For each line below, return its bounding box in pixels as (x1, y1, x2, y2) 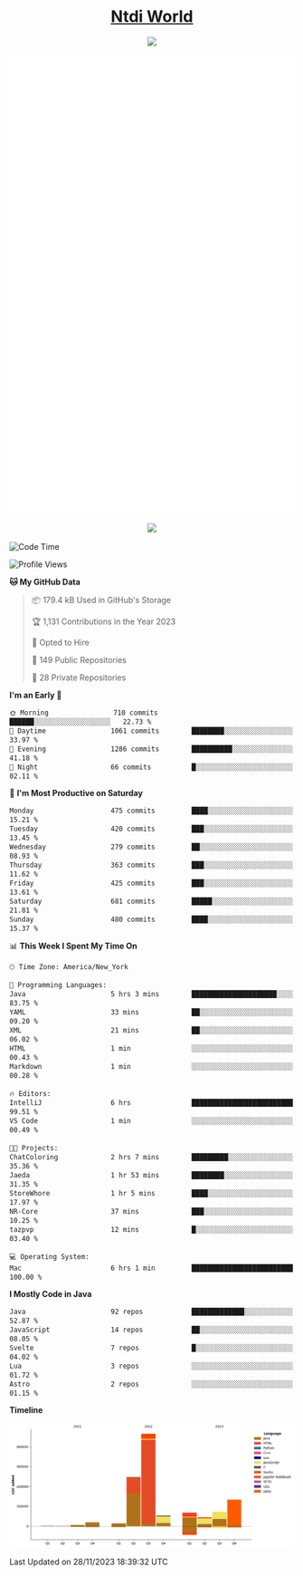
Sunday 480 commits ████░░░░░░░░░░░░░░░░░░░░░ (9, 915, 294, 924)
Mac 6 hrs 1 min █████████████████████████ (9, 1264, 294, 1273)
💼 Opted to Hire (31, 637, 90, 648)
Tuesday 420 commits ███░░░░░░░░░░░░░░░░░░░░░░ (9, 824, 294, 833)
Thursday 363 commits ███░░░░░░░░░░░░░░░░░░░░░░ (9, 860, 294, 870)
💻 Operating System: (9, 1252, 90, 1261)
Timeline (9, 1404, 43, 1415)
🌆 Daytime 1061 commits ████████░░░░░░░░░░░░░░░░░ (9, 726, 294, 735)
